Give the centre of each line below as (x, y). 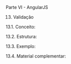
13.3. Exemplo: (21, 46)
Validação (23, 17)
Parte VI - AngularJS (27, 7)
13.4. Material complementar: (36, 56)
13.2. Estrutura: (21, 37)
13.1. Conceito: (21, 27)
